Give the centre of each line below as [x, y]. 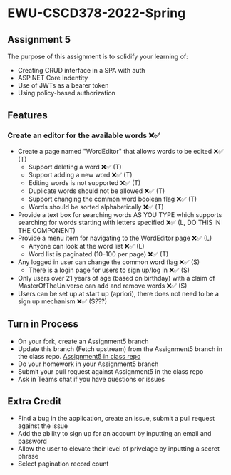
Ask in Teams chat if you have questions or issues [91, 379]
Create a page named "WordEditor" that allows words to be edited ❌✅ [120, 151]
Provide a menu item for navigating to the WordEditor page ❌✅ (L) [115, 238]
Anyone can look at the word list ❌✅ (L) [86, 246]
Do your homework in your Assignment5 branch [88, 364]
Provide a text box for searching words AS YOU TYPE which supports [120, 214]
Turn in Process [43, 324]
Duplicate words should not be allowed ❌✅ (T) [97, 191]
